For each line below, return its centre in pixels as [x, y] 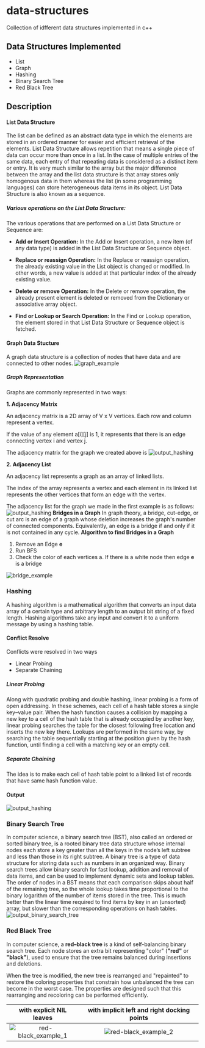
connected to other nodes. [40, 363]
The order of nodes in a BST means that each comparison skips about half [100, 883]
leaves [43, 1017]
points [138, 1017]
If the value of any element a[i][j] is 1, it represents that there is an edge [96, 435]
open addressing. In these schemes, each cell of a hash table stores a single [103, 706]
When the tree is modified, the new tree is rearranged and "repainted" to [98, 975]
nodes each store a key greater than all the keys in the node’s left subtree [99, 850]
